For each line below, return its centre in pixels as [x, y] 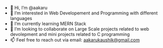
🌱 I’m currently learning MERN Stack [48, 23]
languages [21, 18]
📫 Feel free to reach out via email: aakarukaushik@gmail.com [75, 40]
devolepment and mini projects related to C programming [70, 34]
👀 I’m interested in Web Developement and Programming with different [84, 13]
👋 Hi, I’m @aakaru [29, 8]
